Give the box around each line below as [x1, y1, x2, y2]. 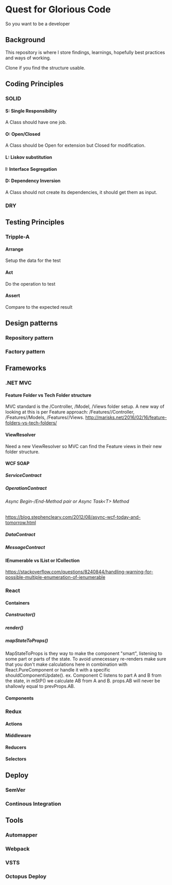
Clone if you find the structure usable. [5, 64, 86, 70]
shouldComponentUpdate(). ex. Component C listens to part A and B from [5, 672, 162, 679]
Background [5, 36, 45, 44]
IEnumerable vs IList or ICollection [5, 557, 80, 563]
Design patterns [5, 319, 58, 328]
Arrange [5, 246, 24, 252]
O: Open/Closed [5, 131, 41, 137]
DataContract [5, 531, 36, 537]
